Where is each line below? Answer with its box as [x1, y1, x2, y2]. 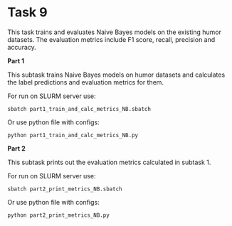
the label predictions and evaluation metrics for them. [7, 77, 164, 86]
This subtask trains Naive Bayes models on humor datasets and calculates [7, 70, 226, 79]
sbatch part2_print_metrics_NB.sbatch [7, 185, 122, 193]
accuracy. [7, 43, 37, 51]
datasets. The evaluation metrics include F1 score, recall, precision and [7, 35, 216, 43]
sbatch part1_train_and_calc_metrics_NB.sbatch [7, 105, 152, 112]
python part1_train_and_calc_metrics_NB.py [7, 131, 139, 139]
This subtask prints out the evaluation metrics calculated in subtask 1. [7, 158, 211, 166]
